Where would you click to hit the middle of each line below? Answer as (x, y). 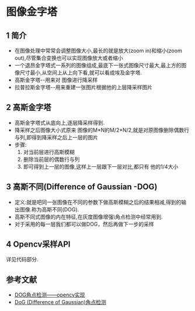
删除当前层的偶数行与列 (51, 159)
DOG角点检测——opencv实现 (50, 295)
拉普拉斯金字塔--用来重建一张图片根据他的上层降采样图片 (83, 87)
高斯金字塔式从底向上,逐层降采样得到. (60, 122)
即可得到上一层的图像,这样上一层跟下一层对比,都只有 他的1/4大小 (101, 166)
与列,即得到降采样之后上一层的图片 (56, 137)
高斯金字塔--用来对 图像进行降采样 (56, 80)
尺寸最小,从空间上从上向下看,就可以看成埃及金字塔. (81, 73)
